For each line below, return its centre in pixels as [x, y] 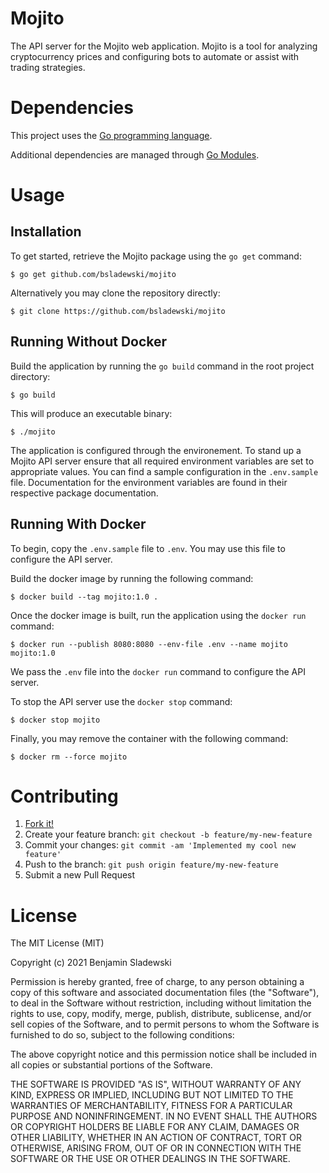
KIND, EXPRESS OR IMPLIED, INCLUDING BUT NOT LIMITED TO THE [152, 1095]
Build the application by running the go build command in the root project [162, 366]
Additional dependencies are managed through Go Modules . [135, 154]
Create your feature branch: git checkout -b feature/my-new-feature [168, 834]
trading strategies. [48, 67]
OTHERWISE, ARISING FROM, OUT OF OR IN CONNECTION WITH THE [156, 1148]
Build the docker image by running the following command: [132, 578]
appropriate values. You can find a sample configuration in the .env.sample [164, 471]
